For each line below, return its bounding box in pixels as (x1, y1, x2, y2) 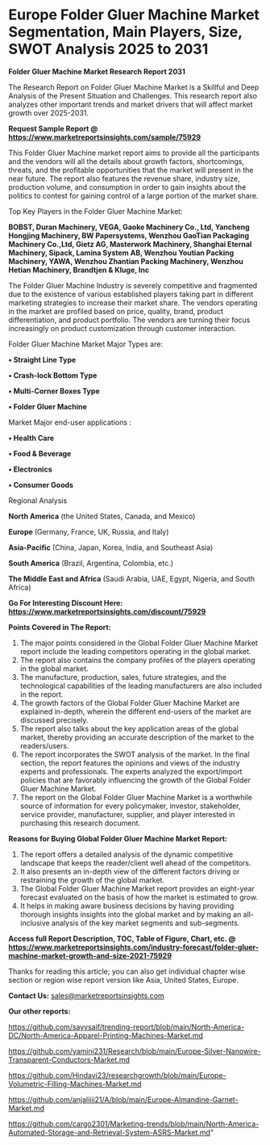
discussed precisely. (19, 715, 89, 724)
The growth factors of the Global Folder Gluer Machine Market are (19, 698, 240, 707)
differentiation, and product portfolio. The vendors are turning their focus (8, 315, 251, 325)
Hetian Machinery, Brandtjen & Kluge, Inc (8, 265, 150, 275)
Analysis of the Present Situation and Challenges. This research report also (8, 90, 258, 100)
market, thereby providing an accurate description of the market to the (19, 732, 255, 742)
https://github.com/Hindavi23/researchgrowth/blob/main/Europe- (8, 1070, 227, 1080)
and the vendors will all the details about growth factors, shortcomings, (8, 156, 244, 166)
